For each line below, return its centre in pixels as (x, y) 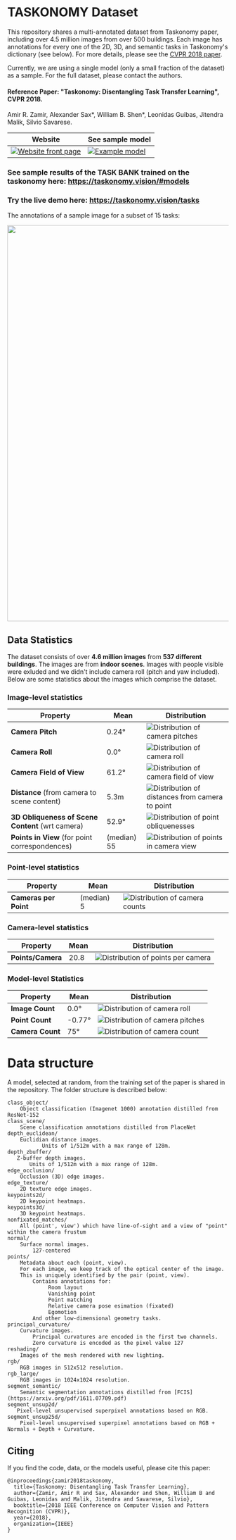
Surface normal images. (55, 1245)
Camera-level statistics (48, 927)
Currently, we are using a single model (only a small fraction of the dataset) (116, 68)
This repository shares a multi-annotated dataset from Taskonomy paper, (113, 32)
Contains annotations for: (72, 1282)
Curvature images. (47, 1331)
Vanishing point (72, 1294)
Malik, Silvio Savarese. (40, 122)
